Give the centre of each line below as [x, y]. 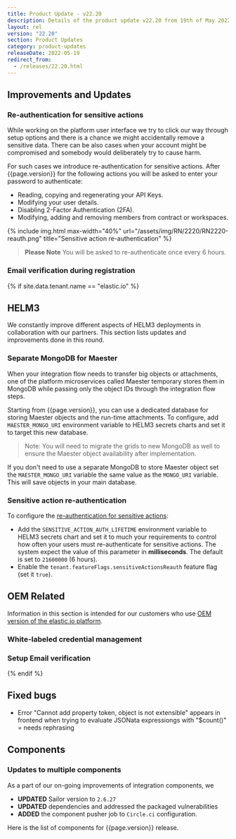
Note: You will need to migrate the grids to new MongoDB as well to [122, 446]
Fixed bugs [32, 696]
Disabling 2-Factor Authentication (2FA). [76, 210]
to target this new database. [48, 432]
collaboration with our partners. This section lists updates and [97, 333]
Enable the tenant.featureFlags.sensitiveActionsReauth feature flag [117, 567]
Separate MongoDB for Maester [63, 358]
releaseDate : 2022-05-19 [44, 54]
